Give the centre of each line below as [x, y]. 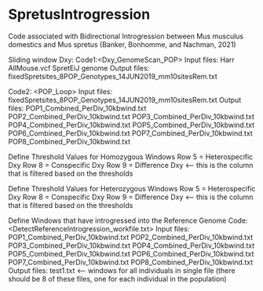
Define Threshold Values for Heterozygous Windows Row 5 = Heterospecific [132, 188]
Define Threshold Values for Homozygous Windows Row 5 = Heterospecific [131, 156]
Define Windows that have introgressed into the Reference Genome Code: [128, 220]
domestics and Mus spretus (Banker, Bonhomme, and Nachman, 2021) [122, 44]
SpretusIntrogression [79, 15]
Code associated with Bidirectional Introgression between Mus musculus [126, 36]
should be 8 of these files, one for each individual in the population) [117, 278]
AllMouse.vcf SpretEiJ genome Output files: [79, 67]
